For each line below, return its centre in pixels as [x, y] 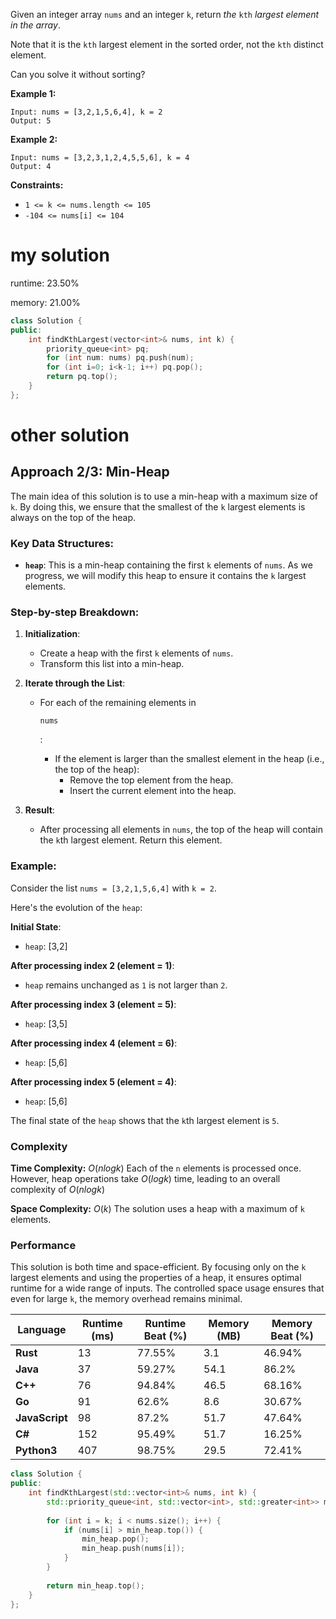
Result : [39, 810]
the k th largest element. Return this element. [131, 840]
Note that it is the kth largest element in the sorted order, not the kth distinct [167, 44]
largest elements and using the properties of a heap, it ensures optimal [156, 1278]
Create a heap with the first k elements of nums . [136, 653]
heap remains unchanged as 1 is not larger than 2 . [126, 985]
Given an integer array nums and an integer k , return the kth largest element [165, 14]
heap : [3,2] [46, 946]
